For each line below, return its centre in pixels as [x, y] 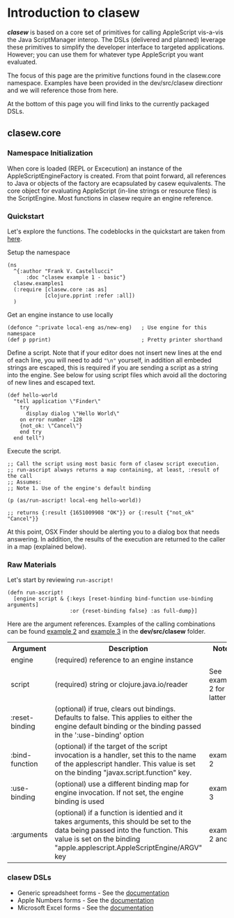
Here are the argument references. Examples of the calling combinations [111, 624]
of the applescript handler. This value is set [125, 764]
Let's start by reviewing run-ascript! [60, 580]
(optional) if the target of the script [111, 747]
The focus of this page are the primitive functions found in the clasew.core [114, 75]
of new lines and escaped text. [51, 382]
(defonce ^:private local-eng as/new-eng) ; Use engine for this [107, 327]
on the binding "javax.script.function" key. [123, 773]
